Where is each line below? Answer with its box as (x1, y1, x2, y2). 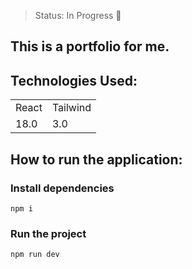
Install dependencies (10, 181, 115, 195)
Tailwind (51, 101, 92, 115)
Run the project (10, 226, 87, 240)
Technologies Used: (10, 72, 138, 89)
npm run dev (10, 250, 60, 260)
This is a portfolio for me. (10, 38, 170, 55)
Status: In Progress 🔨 (34, 10, 122, 21)
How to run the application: (10, 151, 183, 168)
